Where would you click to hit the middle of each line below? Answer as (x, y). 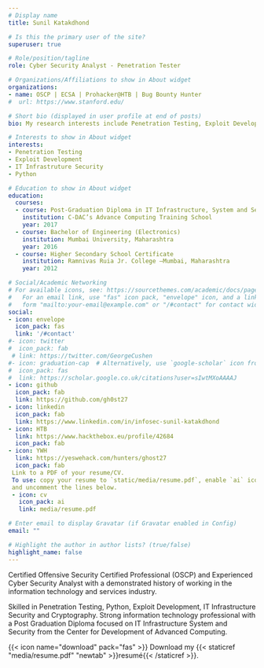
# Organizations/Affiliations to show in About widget (100, 80)
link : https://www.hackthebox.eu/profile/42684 (95, 436)
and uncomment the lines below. (64, 487)
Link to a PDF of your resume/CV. (68, 472)
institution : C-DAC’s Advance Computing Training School (117, 218)
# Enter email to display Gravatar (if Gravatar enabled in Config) (123, 523)
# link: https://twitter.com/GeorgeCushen (82, 356)
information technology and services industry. (82, 591)
